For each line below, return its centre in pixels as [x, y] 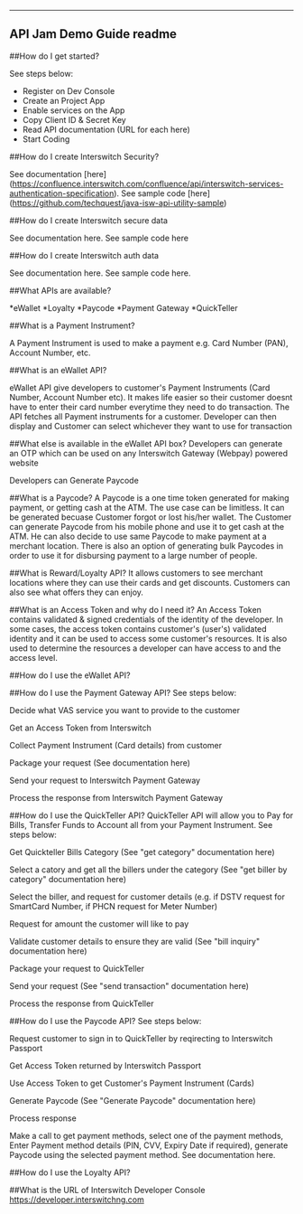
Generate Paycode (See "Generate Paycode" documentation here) [133, 1100]
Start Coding [46, 139]
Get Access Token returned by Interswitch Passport [105, 1065]
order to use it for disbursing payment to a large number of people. [133, 555]
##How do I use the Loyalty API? [70, 1172]
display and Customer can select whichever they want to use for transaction [151, 426]
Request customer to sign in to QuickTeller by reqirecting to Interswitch [141, 1038]
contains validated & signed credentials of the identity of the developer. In [147, 619]
